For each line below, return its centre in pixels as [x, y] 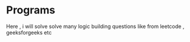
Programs [31, 10]
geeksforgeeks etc [29, 32]
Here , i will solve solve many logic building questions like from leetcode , [95, 26]
